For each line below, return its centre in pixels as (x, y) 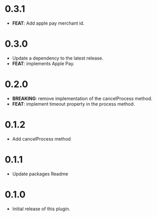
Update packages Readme (40, 174)
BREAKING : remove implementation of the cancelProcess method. (82, 98)
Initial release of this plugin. (41, 209)
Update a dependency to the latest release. (58, 58)
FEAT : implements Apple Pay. (43, 63)
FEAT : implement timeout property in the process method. (73, 104)
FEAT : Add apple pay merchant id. (48, 23)
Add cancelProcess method (41, 139)
